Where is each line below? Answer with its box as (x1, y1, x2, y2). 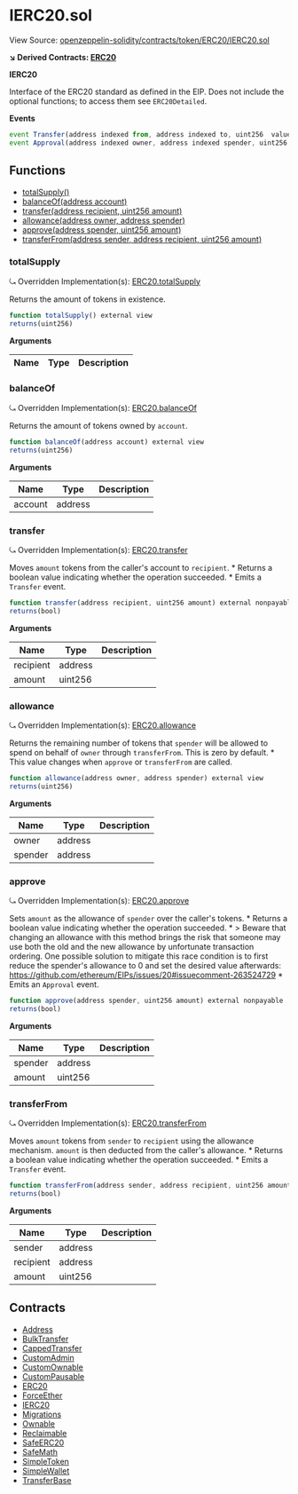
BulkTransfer (21, 1333, 69, 1344)
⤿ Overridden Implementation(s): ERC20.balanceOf (9, 402, 198, 413)
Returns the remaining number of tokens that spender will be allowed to (9, 738, 269, 748)
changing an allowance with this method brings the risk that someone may (9, 931, 281, 942)
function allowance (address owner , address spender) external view (9, 773, 264, 782)
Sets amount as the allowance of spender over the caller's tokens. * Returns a (9, 913, 288, 923)
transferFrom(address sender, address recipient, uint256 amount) (21, 233, 263, 244)
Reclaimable (21, 1427, 67, 1438)
